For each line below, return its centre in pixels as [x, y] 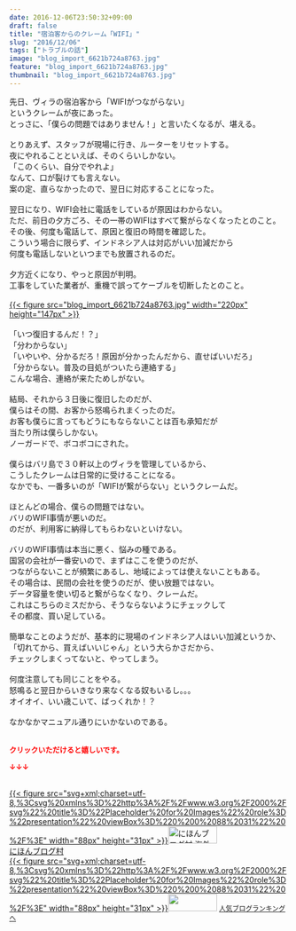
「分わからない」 [40, 345]
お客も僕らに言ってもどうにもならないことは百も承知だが [114, 421]
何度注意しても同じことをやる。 [67, 679]
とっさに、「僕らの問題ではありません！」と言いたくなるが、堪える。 [135, 123]
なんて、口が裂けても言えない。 [67, 178]
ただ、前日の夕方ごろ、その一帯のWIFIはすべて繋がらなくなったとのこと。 [145, 220]
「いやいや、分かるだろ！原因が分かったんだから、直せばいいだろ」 [133, 356]
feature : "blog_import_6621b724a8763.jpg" [89, 67]
